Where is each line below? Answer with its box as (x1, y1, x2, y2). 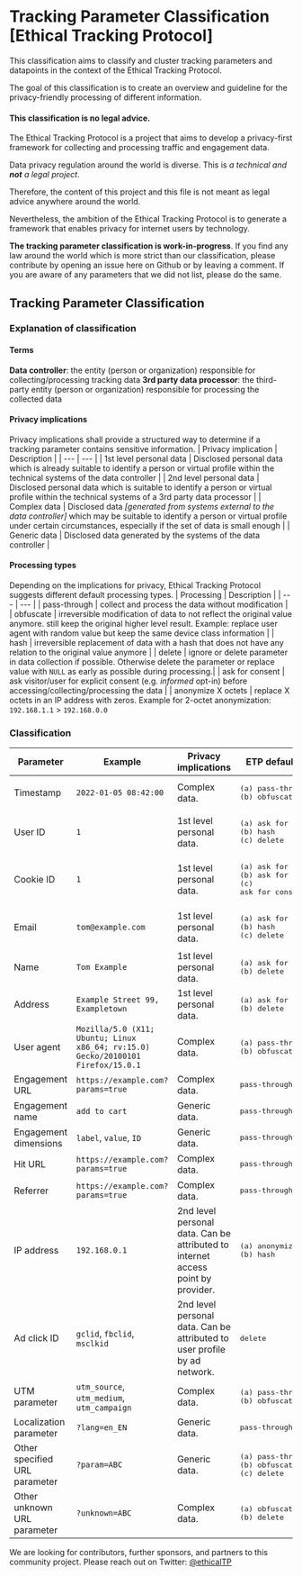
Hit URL (13, 1157, 47, 1170)
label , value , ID (75, 1131, 142, 1144)
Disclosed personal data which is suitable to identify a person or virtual (9, 482, 272, 493)
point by (176, 1273, 212, 1285)
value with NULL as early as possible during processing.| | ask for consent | (9, 666, 285, 677)
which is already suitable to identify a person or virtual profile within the (9, 462, 275, 474)
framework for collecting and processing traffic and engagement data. (9, 142, 270, 153)
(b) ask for (239, 871, 289, 880)
